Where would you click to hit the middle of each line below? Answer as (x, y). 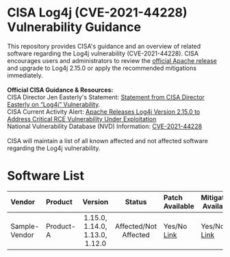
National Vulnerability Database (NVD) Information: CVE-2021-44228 (105, 126)
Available (179, 206)
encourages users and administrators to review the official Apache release (112, 60)
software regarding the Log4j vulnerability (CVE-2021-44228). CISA (103, 53)
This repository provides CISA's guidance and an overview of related (104, 46)
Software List (46, 176)
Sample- (25, 226)
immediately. (25, 75)
